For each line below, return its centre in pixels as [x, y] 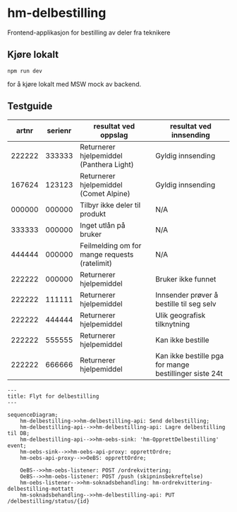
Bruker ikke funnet [186, 279]
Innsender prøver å [187, 295]
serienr [59, 130]
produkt [93, 214]
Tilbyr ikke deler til [110, 205]
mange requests [107, 254]
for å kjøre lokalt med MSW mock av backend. [74, 84]
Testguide [30, 106]
